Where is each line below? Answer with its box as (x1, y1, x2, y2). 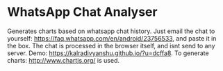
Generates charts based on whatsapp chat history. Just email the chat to (7, 27, 215, 35)
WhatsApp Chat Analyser (7, 4, 158, 20)
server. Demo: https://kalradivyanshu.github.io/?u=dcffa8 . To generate (7, 49, 210, 57)
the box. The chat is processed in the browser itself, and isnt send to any (7, 41, 215, 50)
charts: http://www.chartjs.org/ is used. (7, 56, 120, 64)
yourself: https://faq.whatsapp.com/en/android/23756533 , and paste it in (7, 34, 217, 42)
